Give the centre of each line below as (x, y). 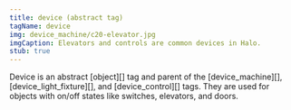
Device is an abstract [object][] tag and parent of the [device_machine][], (146, 77)
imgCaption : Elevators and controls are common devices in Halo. (135, 43)
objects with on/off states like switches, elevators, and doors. (124, 96)
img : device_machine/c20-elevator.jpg (82, 34)
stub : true (30, 51)
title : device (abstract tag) (67, 18)
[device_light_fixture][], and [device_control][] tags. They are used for (140, 87)
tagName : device (40, 26)
